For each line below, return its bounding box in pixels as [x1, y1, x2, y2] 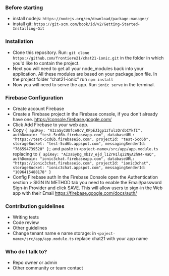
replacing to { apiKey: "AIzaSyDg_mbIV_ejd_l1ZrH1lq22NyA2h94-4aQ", [12, 151, 156, 157]
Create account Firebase [12, 105, 65, 112]
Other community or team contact [12, 265, 83, 271]
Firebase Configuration [5, 94, 64, 101]
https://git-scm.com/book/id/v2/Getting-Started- [33, 22, 140, 27]
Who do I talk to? [5, 248, 47, 255]
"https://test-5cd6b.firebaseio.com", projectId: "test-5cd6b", [12, 137, 151, 142]
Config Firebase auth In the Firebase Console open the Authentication [12, 174, 158, 180]
